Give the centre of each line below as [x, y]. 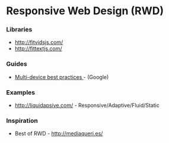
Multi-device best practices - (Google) [62, 77]
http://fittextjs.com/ [38, 49]
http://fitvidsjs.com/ [39, 42]
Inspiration [22, 121]
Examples [21, 92]
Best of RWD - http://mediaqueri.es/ [59, 134]
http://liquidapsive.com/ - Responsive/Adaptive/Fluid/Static [87, 106]
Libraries [19, 30]
